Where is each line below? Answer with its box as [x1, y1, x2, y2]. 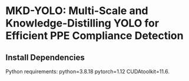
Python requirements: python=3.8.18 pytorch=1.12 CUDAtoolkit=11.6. [5, 68, 170, 75]
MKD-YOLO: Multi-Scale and [5, 4, 148, 18]
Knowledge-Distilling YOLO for [5, 16, 160, 30]
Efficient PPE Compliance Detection [5, 29, 184, 42]
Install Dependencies [5, 52, 85, 62]
